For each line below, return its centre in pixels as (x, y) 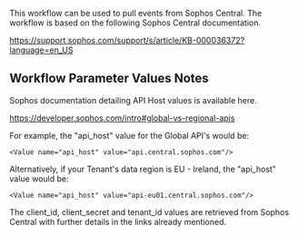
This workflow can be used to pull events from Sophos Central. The (136, 13)
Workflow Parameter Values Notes (109, 79)
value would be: (39, 178)
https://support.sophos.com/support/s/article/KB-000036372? (127, 40)
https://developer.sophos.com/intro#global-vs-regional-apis (122, 118)
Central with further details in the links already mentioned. (118, 221)
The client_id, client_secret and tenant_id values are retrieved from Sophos (149, 211)
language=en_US (41, 50)
